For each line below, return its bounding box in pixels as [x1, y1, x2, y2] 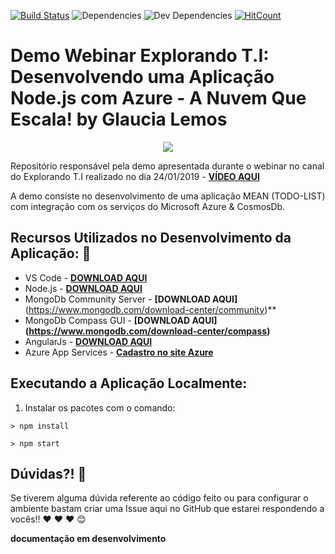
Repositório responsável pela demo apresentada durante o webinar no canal [10, 160, 325, 172]
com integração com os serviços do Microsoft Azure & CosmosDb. [10, 200, 286, 212]
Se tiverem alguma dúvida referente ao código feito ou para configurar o [10, 492, 309, 504]
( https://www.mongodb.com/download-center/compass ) [24, 325, 271, 337]
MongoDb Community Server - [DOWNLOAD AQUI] [24, 293, 238, 305]
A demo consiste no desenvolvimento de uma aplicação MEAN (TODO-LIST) [10, 190, 326, 202]
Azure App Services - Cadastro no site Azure [24, 346, 214, 358]
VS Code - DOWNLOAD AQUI [24, 271, 148, 284]
